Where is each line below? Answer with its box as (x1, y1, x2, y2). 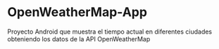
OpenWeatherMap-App (7, 4, 148, 20)
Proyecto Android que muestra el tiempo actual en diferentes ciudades (7, 27, 213, 36)
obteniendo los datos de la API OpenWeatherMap (7, 34, 151, 43)
